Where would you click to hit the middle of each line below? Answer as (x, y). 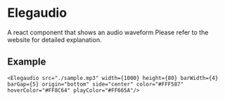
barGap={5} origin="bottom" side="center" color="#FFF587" (96, 84)
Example (27, 62)
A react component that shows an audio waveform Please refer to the (108, 32)
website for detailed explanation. (54, 39)
